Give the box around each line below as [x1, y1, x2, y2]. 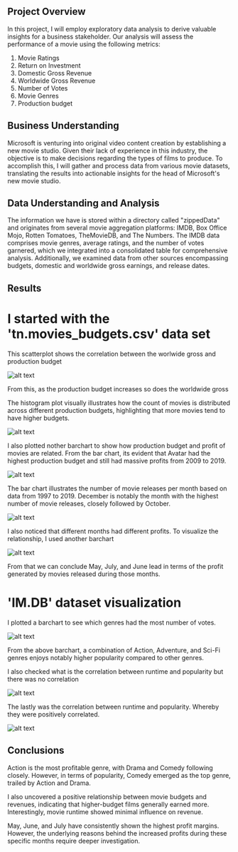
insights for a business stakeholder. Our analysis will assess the [7, 32, 194, 41]
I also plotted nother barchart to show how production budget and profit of [7, 441, 226, 450]
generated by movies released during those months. [7, 570, 161, 578]
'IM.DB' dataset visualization [7, 595, 182, 610]
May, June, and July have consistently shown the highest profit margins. [7, 821, 220, 830]
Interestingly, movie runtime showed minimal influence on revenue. [7, 807, 204, 816]
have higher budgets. [7, 414, 70, 422]
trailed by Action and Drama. [7, 779, 91, 787]
